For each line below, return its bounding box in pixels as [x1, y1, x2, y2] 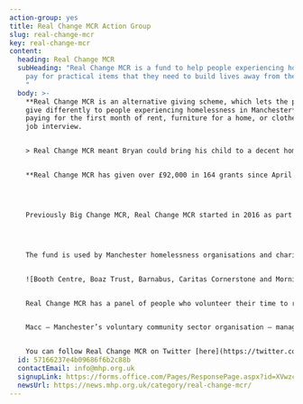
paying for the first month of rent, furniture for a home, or [25, 114, 269, 123]
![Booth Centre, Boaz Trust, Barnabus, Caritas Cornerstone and [25, 274, 272, 284]
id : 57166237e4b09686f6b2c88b [17, 355, 131, 365]
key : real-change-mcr [9, 38, 91, 48]
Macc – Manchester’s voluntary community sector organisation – [25, 323, 272, 332]
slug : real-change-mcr [9, 30, 95, 39]
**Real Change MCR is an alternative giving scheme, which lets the [25, 96, 289, 106]
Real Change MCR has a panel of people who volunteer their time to [25, 298, 289, 308]
